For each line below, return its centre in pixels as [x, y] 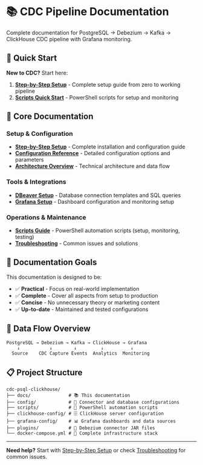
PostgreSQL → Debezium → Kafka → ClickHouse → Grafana [77, 343]
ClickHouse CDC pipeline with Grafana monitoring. [69, 39]
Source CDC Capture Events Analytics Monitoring [81, 353]
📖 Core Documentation [50, 117]
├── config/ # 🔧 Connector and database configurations [93, 403]
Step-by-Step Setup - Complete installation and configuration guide [100, 147]
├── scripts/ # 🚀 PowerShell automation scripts [82, 408]
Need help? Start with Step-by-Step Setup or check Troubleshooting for [96, 450]
